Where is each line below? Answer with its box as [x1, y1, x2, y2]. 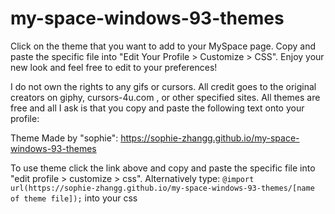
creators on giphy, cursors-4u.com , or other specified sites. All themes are [10, 91, 321, 103]
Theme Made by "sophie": [10, 132, 119, 144]
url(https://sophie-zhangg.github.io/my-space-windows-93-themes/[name [10, 183, 315, 193]
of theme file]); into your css [10, 192, 138, 204]
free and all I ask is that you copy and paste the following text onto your [10, 102, 305, 114]
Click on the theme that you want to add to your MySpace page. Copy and [10, 40, 317, 52]
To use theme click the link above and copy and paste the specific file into [10, 162, 316, 174]
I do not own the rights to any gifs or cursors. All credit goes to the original [10, 80, 317, 92]
